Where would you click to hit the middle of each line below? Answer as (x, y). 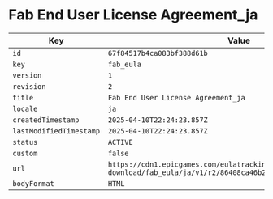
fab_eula (125, 64)
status (25, 142)
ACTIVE (120, 142)
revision (29, 86)
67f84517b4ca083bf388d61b (158, 53)
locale (25, 108)
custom (25, 153)
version (27, 75)
